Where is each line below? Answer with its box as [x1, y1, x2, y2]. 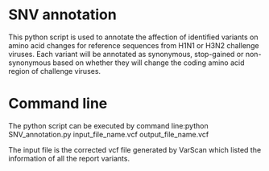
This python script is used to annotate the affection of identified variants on [8, 32, 259, 42]
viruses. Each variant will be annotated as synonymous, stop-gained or [8, 49, 244, 59]
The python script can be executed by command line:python [8, 120, 209, 130]
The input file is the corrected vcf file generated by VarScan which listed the [8, 145, 262, 154]
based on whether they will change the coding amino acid [52, 58, 245, 67]
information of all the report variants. [8, 153, 130, 163]
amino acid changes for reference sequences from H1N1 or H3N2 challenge [8, 40, 259, 50]
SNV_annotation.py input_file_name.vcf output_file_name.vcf [8, 129, 209, 139]
